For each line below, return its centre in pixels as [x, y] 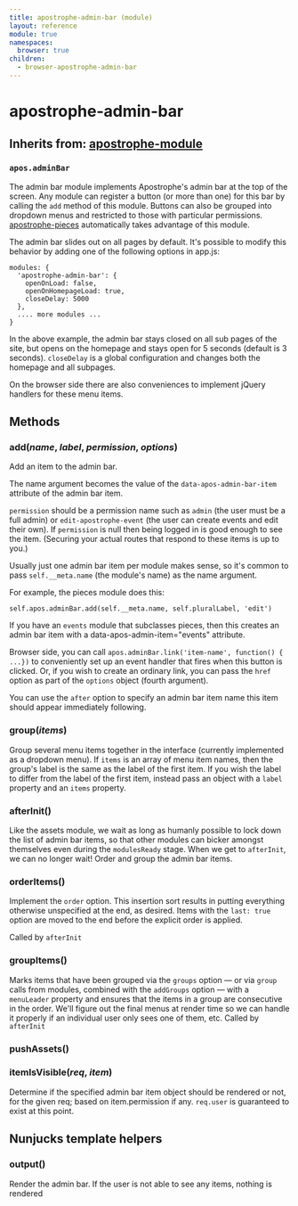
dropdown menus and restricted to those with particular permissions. [136, 215]
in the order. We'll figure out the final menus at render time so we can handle [149, 1008]
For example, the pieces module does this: [87, 593]
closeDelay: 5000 [57, 299]
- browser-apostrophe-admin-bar [77, 68]
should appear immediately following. [78, 707]
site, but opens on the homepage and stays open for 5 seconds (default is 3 [148, 348]
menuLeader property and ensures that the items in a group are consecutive [146, 998]
